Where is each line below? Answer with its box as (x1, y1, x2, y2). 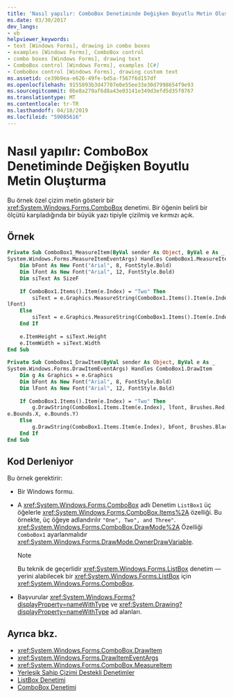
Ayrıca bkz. (7, 628, 58, 640)
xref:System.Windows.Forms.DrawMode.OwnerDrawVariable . (17, 538, 194, 546)
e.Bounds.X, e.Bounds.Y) (7, 410, 79, 417)
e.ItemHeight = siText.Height (19, 333, 107, 340)
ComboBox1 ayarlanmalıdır (17, 531, 88, 539)
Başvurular (17, 593, 49, 601)
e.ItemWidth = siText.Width (19, 340, 101, 347)
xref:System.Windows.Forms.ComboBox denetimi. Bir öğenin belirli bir (7, 203, 208, 212)
